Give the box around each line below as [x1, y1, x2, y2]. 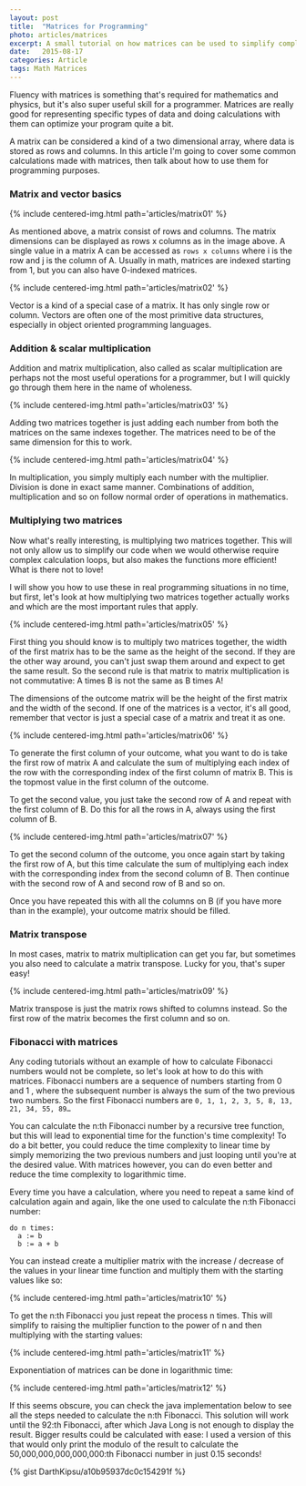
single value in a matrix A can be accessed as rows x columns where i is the [9, 245, 293, 256]
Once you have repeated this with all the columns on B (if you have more [9, 895, 282, 907]
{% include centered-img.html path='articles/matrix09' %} [9, 986, 229, 997]
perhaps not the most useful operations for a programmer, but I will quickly [9, 373, 291, 384]
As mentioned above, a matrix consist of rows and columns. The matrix [9, 226, 277, 237]
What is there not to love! [9, 564, 104, 575]
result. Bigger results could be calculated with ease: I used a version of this [9, 1430, 291, 1440]
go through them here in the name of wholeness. [9, 382, 193, 393]
